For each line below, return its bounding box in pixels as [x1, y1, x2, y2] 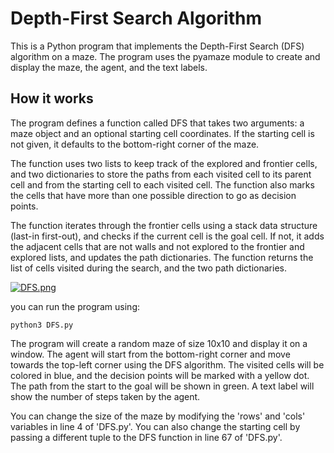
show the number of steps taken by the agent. [10, 390, 201, 402]
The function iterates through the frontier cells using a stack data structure [10, 219, 318, 231]
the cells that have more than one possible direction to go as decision [10, 189, 297, 201]
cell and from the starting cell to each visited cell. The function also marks [10, 178, 315, 191]
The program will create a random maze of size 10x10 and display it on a [10, 337, 308, 349]
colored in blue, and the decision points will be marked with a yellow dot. [10, 369, 310, 381]
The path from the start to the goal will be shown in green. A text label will [10, 380, 315, 392]
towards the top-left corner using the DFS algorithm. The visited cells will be [10, 358, 325, 371]
